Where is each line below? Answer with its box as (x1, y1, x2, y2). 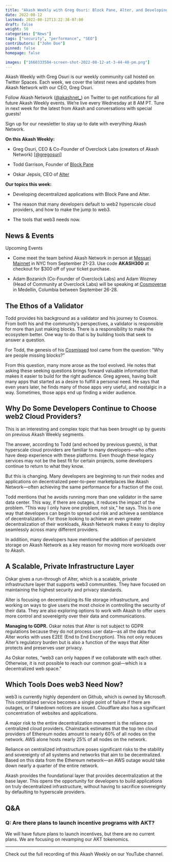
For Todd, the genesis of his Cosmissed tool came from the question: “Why (5, 347, 164, 353)
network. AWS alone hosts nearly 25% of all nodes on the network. (5, 736, 147, 743)
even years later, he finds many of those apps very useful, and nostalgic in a (5, 384, 166, 390)
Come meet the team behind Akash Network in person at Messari (12, 255, 151, 261)
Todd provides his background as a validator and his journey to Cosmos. (5, 315, 158, 321)
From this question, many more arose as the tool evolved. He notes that (5, 362, 156, 368)
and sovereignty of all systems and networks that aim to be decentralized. (5, 752, 162, 758)
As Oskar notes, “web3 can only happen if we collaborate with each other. (5, 654, 162, 661)
